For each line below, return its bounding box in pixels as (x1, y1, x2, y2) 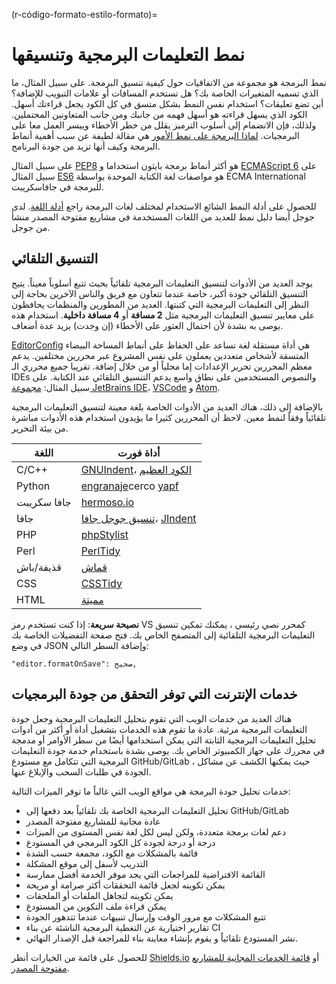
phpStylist (80, 527, 129, 541)
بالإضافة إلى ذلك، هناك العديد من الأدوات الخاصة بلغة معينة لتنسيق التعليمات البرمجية (11, 400, 324, 413)
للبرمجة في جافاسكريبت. (11, 180, 105, 193)
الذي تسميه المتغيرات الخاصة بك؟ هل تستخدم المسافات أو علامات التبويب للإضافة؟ (11, 87, 319, 99)
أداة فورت (117, 445, 161, 459)
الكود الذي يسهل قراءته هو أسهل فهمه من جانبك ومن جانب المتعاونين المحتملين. (11, 108, 308, 120)
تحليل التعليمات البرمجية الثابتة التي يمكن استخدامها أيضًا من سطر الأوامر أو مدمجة (11, 734, 317, 746)
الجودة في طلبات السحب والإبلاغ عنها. (11, 765, 152, 778)
